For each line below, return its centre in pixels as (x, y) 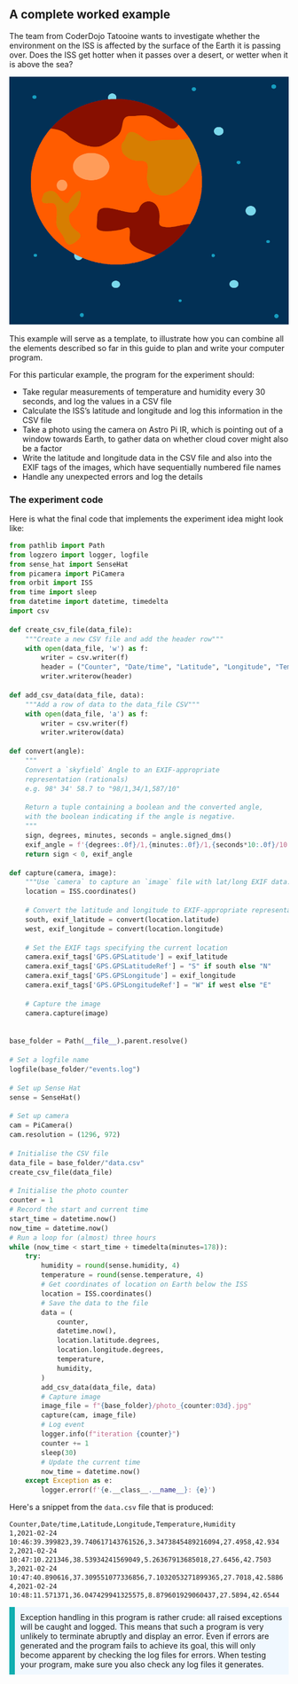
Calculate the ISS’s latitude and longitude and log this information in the (153, 411)
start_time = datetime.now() (63, 1218)
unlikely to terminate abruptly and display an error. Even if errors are (145, 1636)
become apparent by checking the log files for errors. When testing (143, 1655)
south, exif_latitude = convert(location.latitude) (122, 920)
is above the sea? (41, 64)
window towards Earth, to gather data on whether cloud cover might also (155, 439)
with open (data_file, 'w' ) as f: (87, 648)
